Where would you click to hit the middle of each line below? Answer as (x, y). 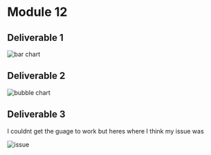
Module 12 (37, 12)
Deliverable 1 (35, 38)
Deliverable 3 (36, 115)
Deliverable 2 (36, 76)
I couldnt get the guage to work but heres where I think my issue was (105, 131)
